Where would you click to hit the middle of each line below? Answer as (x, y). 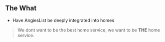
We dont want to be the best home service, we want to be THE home (89, 30)
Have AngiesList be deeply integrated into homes (63, 20)
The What (21, 8)
